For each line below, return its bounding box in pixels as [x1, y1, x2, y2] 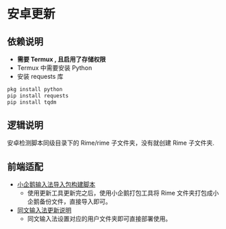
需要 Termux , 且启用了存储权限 [16, 56, 106, 63]
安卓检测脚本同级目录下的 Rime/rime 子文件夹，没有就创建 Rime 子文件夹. [7, 138, 214, 147]
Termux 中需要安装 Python [16, 64, 92, 72]
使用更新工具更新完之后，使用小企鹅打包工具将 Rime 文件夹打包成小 [27, 189, 219, 197]
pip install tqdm [7, 99, 57, 106]
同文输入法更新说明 [16, 206, 72, 215]
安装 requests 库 [16, 73, 64, 80]
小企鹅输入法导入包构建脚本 [16, 180, 96, 189]
